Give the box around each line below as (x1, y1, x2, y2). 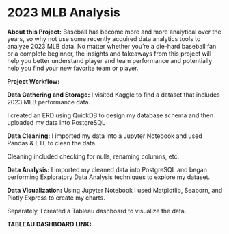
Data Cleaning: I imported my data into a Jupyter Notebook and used (7, 132, 203, 140)
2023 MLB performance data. (7, 97, 91, 106)
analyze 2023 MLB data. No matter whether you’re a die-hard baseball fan (7, 42, 217, 50)
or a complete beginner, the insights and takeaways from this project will (7, 49, 212, 58)
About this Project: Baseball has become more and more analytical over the (7, 27, 221, 36)
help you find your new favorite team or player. (7, 64, 139, 72)
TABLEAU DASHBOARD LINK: (7, 220, 92, 228)
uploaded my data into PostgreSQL (7, 118, 106, 126)
